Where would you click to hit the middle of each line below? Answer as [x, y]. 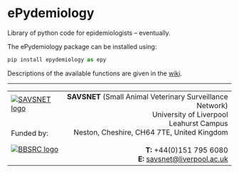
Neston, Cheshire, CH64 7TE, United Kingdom [151, 132]
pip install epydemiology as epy [57, 59]
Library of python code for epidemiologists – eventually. [89, 33]
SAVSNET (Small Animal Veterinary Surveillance [148, 96]
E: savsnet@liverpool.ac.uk [183, 159]
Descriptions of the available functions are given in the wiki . [95, 73]
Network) [212, 105]
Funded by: [30, 133]
